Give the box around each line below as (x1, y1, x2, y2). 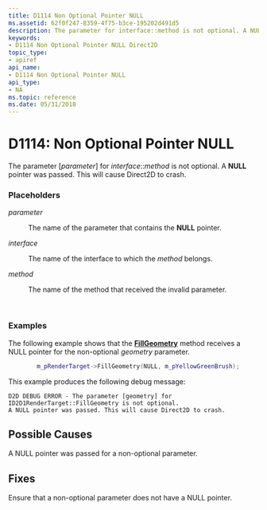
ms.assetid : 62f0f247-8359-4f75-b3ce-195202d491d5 (8, 19, 180, 27)
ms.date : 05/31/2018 (8, 100, 77, 108)
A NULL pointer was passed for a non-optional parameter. (8, 449, 198, 458)
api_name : (8, 64, 41, 72)
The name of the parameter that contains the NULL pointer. (28, 223, 222, 233)
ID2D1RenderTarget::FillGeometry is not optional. (8, 399, 180, 407)
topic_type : (8, 49, 48, 57)
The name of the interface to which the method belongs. (28, 254, 213, 264)
